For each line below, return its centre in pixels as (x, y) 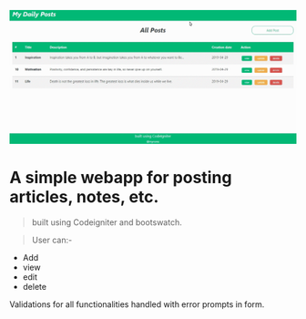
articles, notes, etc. (84, 196)
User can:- (52, 240)
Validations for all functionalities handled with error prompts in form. (137, 304)
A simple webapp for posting (121, 177)
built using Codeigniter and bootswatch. (107, 222)
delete (35, 286)
